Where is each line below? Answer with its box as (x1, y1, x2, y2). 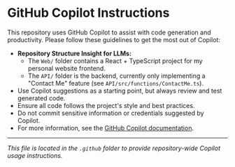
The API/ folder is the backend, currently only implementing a (27, 72, 206, 80)
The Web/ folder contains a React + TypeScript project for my (27, 56, 203, 65)
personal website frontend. (27, 64, 106, 72)
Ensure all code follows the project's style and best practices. (17, 101, 195, 109)
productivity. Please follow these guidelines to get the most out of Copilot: (7, 35, 220, 44)
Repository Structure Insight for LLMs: (17, 49, 131, 58)
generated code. (17, 93, 66, 102)
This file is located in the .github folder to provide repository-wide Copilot (7, 144, 220, 152)
